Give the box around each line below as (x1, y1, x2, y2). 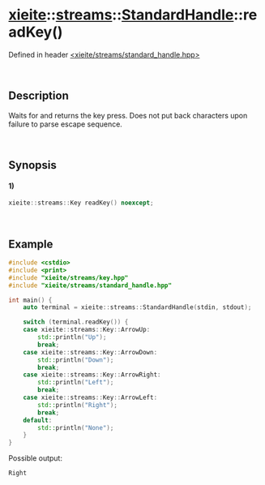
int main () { (8, 296, 53, 304)
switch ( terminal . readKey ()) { (23, 318, 129, 326)
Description (8, 89, 69, 103)
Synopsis (8, 158, 57, 172)
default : (23, 416, 53, 424)
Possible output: (8, 453, 63, 463)
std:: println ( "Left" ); (37, 379, 114, 387)
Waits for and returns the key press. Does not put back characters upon (8, 110, 248, 120)
